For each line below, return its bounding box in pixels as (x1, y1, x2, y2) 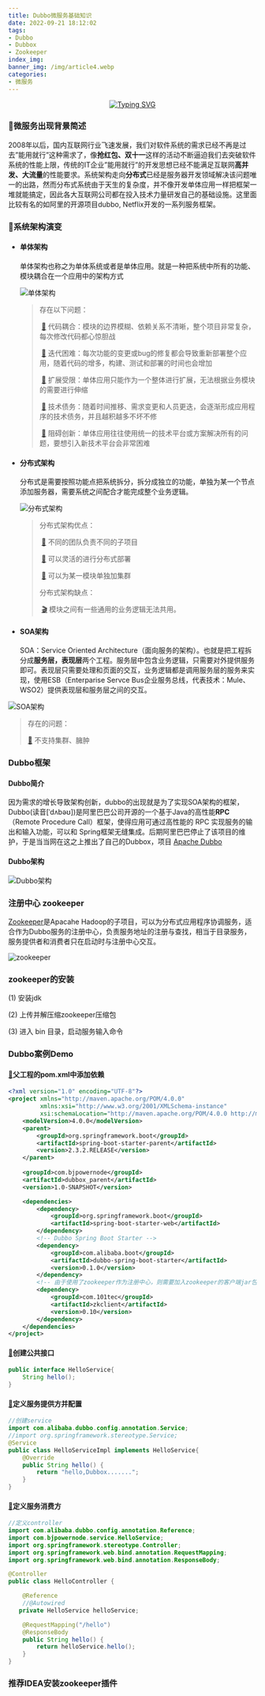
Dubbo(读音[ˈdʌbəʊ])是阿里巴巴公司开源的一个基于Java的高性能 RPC (8, 808, 230, 817)
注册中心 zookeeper (8, 897, 84, 908)
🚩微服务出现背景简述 (8, 120, 87, 131)
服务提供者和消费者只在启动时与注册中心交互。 (8, 937, 160, 946)
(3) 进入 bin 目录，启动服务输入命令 (8, 1027, 124, 1036)
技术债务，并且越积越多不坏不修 (53, 411, 158, 421)
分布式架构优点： (39, 521, 95, 530)
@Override (22, 1453, 55, 1462)
